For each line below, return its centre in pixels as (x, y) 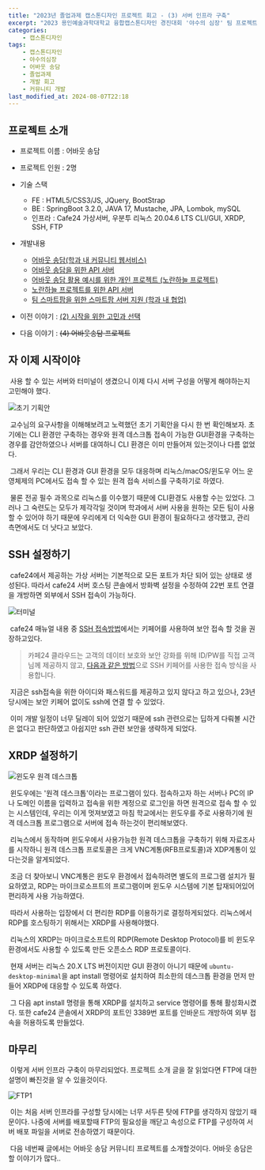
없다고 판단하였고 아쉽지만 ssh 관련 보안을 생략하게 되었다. (106, 728)
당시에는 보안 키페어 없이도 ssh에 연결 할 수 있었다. (87, 701)
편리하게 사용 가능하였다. (46, 896)
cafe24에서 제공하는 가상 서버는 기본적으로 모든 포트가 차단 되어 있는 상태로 (127, 575)
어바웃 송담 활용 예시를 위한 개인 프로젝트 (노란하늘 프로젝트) (125, 280)
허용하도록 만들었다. (53, 1022)
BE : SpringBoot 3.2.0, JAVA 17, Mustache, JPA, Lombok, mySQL (136, 209)
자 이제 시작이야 (44, 360)
